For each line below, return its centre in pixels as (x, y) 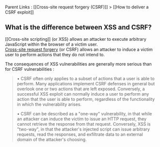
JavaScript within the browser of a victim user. (51, 44)
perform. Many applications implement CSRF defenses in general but (86, 83)
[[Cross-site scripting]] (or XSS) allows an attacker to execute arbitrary (76, 39)
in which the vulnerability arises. (49, 104)
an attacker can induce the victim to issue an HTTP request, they (82, 119)
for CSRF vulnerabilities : (30, 69)
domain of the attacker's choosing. (52, 139)
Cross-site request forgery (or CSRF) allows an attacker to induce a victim (79, 49)
